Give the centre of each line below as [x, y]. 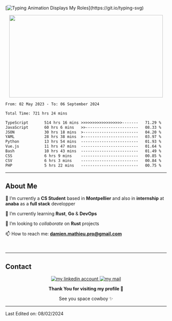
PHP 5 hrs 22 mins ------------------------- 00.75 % [83, 165]
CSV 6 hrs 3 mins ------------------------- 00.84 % [83, 161]
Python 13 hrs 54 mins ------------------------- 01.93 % [83, 142]
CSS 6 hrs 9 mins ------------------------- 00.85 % [83, 156]
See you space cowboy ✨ [86, 299]
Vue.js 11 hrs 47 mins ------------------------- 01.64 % [83, 146]
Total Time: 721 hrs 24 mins [36, 113]
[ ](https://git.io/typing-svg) [75, 8]
